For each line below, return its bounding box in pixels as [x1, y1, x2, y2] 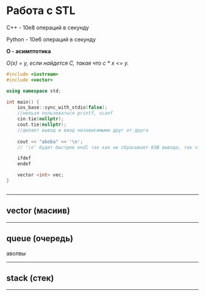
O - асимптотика [6, 47, 51, 55]
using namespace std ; [6, 88, 62, 94]
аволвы [6, 250, 26, 257]
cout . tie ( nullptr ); [17, 121, 67, 128]
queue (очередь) [6, 233, 73, 244]
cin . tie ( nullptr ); [17, 116, 64, 122]
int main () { [6, 99, 40, 105]
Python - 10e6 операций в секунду [6, 35, 96, 43]
